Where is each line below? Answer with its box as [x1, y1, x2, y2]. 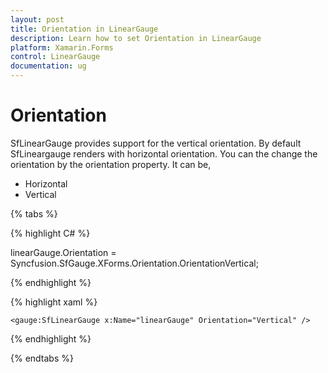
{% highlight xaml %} [10, 296, 98, 308]
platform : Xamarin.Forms [10, 42, 114, 53]
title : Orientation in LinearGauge [10, 24, 159, 34]
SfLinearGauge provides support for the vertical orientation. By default [10, 137, 302, 149]
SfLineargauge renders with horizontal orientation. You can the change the [10, 147, 318, 160]
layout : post [10, 14, 65, 25]
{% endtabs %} [10, 352, 74, 364]
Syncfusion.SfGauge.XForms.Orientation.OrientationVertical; [10, 257, 259, 269]
